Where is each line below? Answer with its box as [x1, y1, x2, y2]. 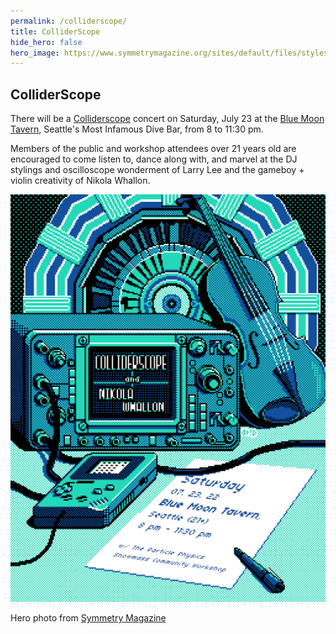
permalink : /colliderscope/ [10, 16, 128, 26]
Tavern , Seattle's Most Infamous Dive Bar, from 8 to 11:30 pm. [10, 123, 264, 135]
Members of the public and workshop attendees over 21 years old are [10, 143, 297, 155]
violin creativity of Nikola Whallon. [10, 175, 151, 187]
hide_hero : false [10, 37, 83, 47]
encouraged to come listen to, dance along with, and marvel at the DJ [10, 153, 298, 165]
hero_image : [10, 48, 60, 58]
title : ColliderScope [10, 26, 101, 37]
